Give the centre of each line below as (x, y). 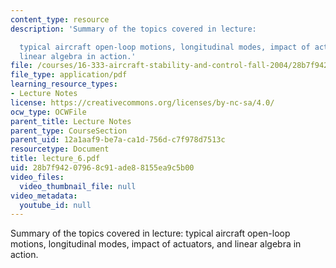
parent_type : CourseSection (69, 131)
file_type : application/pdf (69, 75)
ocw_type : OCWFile (48, 112)
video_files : (37, 177)
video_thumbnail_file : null (78, 186)
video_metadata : (44, 196)
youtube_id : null (55, 205)
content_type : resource (60, 19)
